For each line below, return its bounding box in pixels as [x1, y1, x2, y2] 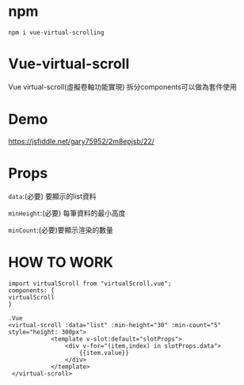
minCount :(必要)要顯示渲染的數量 [8, 225, 113, 234]
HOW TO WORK [8, 253, 113, 271]
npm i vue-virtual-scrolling [8, 29, 105, 36]
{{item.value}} [78, 349, 129, 356]
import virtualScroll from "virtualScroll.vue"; [8, 280, 172, 288]
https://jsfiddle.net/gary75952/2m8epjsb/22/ [8, 136, 154, 146]
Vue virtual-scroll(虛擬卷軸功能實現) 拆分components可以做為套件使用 [8, 82, 238, 91]
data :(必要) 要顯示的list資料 [8, 191, 97, 200]
